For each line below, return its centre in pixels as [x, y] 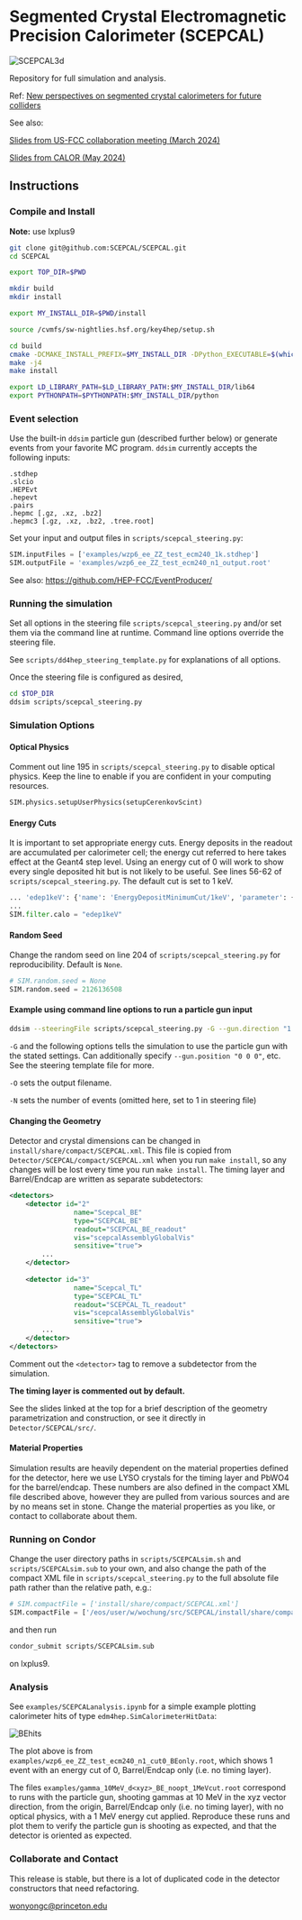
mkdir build [31, 289]
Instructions [44, 186]
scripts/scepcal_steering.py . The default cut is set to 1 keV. [121, 882]
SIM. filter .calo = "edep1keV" [66, 915]
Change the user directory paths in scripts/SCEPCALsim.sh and [125, 1559]
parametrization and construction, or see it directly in [107, 1418]
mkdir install [36, 297]
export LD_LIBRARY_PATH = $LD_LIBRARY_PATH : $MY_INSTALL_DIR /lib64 [132, 388]
